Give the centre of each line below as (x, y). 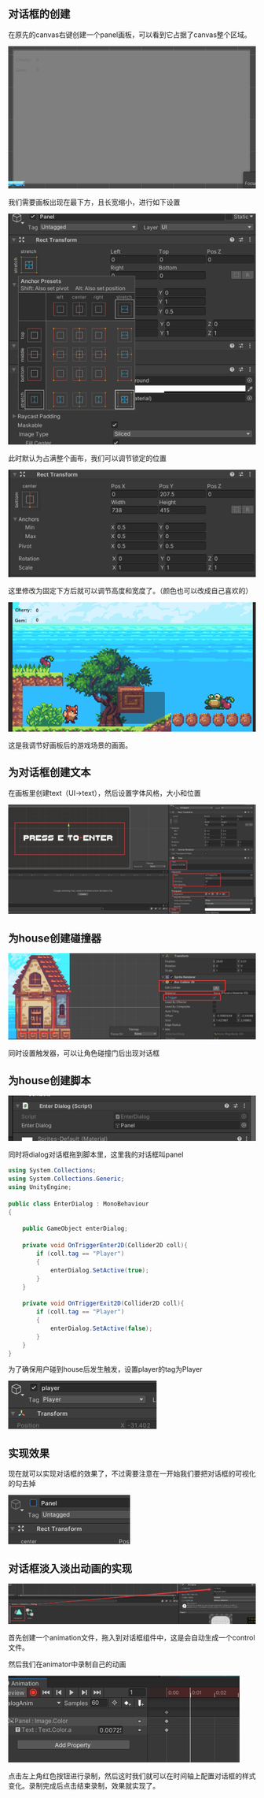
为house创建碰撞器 (55, 938)
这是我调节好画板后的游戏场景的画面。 (70, 745)
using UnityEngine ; (40, 1187)
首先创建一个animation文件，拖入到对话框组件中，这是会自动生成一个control (132, 1638)
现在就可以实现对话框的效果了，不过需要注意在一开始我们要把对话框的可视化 (132, 1474)
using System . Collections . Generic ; (66, 1179)
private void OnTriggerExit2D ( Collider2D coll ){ (103, 1304)
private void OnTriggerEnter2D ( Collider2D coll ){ (105, 1246)
